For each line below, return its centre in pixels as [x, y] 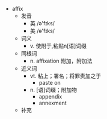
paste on [50, 83]
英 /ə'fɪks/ [42, 23]
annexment [53, 103]
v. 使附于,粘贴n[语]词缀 [58, 46]
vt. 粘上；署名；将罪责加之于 [66, 76]
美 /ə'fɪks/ [42, 31]
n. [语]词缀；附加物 [53, 90]
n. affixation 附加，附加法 [61, 61]
